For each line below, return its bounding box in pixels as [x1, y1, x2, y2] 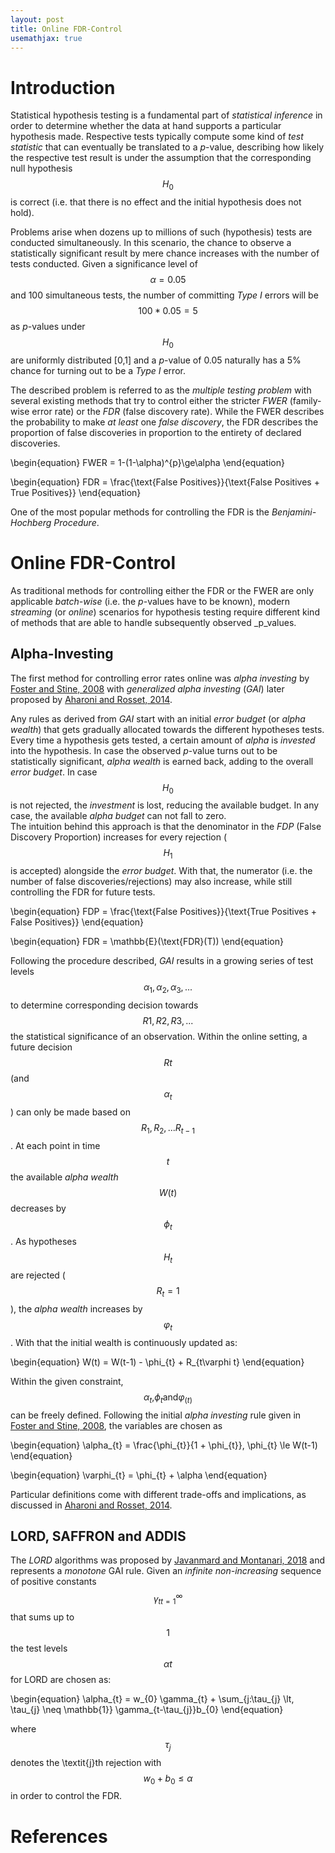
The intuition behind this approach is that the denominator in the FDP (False [10, 821, 322, 833]
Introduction [10, 76, 116, 99]
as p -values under [10, 321, 86, 333]
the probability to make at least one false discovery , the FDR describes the [10, 416, 319, 428]
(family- [289, 394, 322, 406]
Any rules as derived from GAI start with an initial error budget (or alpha [10, 712, 306, 725]
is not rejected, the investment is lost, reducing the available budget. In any [10, 799, 320, 811]
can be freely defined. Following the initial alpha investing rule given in [10, 1409, 302, 1421]
